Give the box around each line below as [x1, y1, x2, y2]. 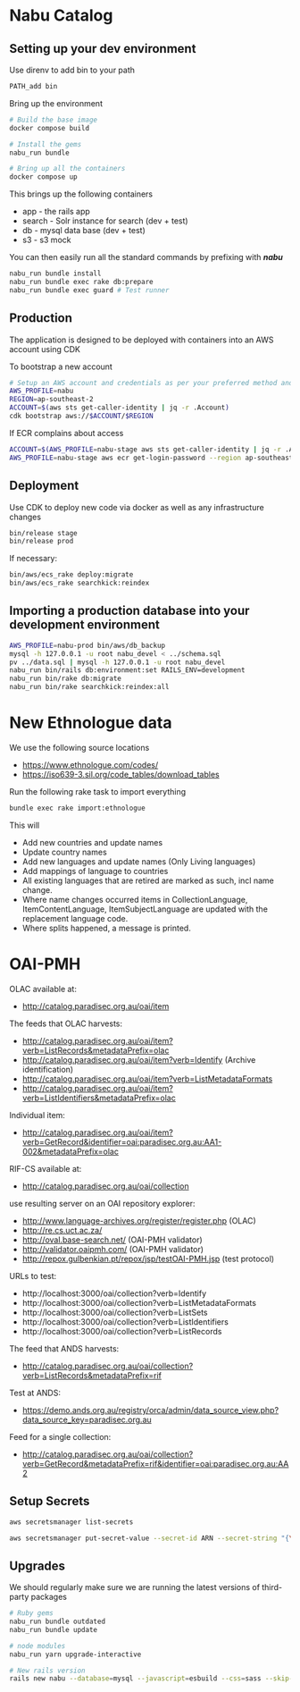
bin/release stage [9, 528, 78, 537]
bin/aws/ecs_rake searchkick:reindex [9, 578, 150, 588]
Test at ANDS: [9, 1387, 61, 1398]
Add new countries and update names [21, 837, 163, 847]
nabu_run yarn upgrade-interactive [9, 1650, 142, 1659]
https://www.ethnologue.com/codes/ [21, 760, 159, 770]
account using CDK [9, 343, 80, 354]
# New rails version [9, 1666, 87, 1675]
